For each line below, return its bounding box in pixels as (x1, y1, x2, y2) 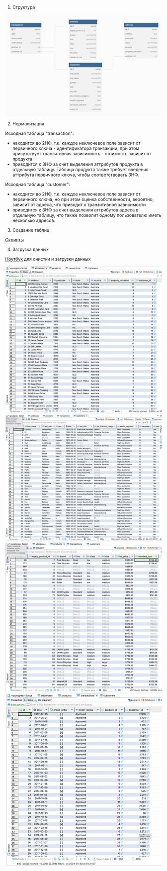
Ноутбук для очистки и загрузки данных (5, 256, 91, 262)
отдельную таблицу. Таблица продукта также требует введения (12, 166, 149, 172)
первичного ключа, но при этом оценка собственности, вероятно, (12, 196, 154, 202)
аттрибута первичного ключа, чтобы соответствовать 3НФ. (12, 172, 139, 178)
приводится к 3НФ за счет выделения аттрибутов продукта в (12, 161, 143, 167)
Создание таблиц (12, 227, 50, 233)
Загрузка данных (12, 246, 49, 252)
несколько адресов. (12, 217, 56, 223)
